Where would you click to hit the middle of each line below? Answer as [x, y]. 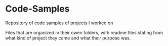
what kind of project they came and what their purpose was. [68, 38]
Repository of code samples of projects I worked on [59, 23]
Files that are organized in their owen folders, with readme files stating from [84, 32]
